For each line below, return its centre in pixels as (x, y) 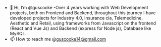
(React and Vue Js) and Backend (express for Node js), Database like (80, 28)
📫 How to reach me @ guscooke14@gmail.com (58, 39)
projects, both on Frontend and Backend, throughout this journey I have (83, 13)
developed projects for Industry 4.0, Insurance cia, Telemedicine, (76, 18)
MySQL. (18, 34)
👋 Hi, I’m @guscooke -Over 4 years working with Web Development (79, 8)
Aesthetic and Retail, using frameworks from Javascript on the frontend (83, 23)
